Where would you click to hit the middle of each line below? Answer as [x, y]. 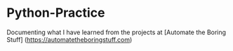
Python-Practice [56, 13]
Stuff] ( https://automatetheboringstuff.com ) [69, 39]
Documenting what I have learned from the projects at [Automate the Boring [116, 32]
